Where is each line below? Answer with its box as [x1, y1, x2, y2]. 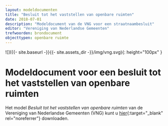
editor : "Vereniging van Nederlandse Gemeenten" [5, 26, 109, 31]
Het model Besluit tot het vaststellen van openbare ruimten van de [5, 104, 143, 110]
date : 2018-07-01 [5, 17, 42, 22]
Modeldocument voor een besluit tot [5, 67, 161, 78]
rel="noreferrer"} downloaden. [5, 115, 69, 121]
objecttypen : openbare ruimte [5, 36, 69, 41]
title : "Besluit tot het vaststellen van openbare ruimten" [5, 12, 135, 17]
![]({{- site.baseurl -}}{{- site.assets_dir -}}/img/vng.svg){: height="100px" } [5, 49, 162, 55]
